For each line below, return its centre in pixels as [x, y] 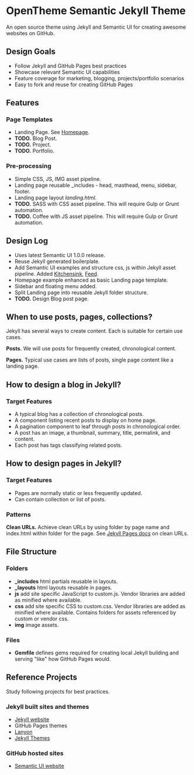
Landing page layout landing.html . [56, 197]
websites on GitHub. [30, 33]
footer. [22, 191]
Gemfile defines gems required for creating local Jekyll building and [97, 653]
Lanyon [23, 732]
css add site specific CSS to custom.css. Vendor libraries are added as [100, 606]
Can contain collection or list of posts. [60, 499]
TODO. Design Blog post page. [51, 298]
